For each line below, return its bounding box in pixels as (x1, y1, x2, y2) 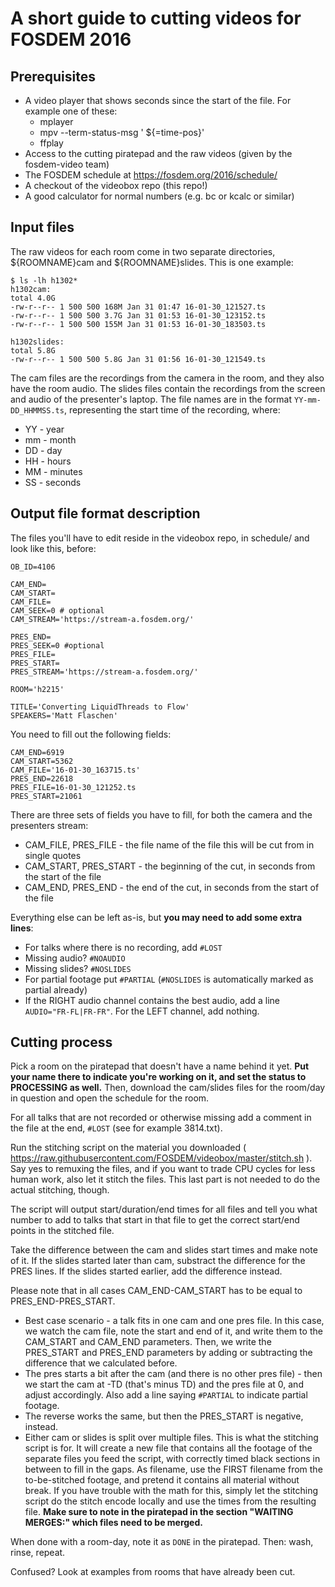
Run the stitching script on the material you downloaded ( (10, 1142, 247, 1154)
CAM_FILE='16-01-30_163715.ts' (10, 765, 141, 775)
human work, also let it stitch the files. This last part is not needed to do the (10, 1173, 321, 1186)
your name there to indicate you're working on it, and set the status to (10, 1071, 307, 1083)
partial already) (24, 983, 88, 996)
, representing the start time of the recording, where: (63, 403, 281, 416)
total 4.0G (10, 293, 56, 303)
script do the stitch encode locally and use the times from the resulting (24, 1495, 317, 1507)
